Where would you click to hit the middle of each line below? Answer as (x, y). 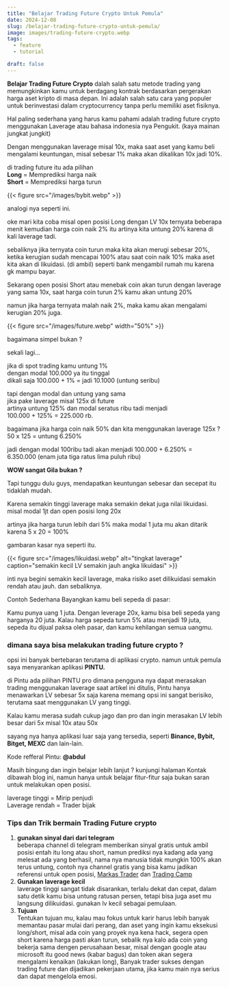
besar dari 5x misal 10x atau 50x (52, 723)
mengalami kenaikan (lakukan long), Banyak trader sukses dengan (110, 962)
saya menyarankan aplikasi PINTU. (56, 667)
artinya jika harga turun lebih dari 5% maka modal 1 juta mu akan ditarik (108, 524)
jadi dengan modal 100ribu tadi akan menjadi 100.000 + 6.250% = (100, 449)
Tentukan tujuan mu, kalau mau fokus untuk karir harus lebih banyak (113, 918)
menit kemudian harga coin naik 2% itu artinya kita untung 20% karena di (110, 229)
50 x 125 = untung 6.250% (44, 436)
